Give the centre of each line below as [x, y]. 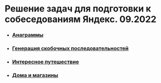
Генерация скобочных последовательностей [70, 48]
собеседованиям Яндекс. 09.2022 [80, 19]
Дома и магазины [35, 75]
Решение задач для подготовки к [78, 9]
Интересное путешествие [45, 61]
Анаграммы [28, 35]
